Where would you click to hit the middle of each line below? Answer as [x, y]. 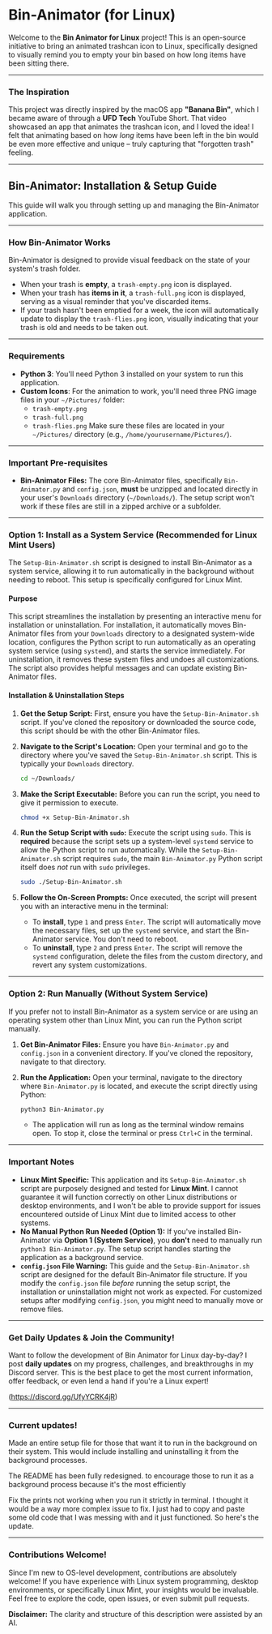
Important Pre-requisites [58, 462]
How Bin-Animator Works [59, 242]
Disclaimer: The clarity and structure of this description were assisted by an [136, 1614]
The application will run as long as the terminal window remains [138, 1125]
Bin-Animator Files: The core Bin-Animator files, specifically [121, 480]
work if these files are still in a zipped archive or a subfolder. [121, 506]
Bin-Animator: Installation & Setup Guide [113, 185]
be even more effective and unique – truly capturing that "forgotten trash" [131, 144]
